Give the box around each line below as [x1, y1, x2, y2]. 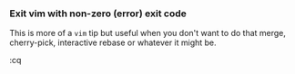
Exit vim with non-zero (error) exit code [9, 7, 187, 20]
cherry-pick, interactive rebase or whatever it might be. [9, 37, 217, 48]
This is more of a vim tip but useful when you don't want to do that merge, [9, 28, 287, 39]
